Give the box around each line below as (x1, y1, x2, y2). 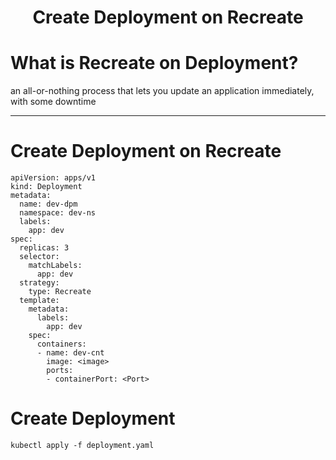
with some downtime (10, 96, 97, 108)
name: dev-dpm (19, 199, 78, 210)
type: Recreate (28, 287, 92, 297)
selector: (19, 252, 60, 262)
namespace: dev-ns (19, 208, 97, 218)
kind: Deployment (10, 182, 83, 192)
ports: (46, 366, 74, 376)
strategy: (19, 278, 60, 288)
